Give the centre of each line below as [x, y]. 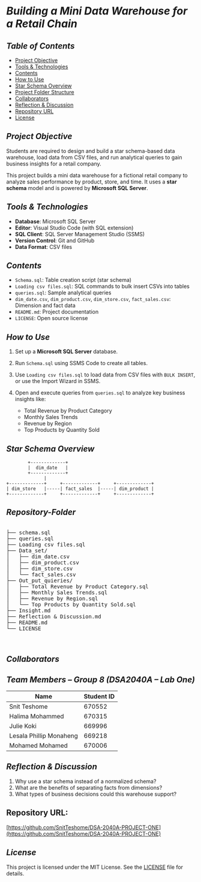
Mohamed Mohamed [38, 746]
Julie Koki [23, 726]
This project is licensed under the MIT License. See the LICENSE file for [95, 867]
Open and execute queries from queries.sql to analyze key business [100, 393]
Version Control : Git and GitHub [55, 240]
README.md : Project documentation [57, 312]
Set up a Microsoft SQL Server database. [66, 351]
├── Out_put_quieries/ [40, 580]
